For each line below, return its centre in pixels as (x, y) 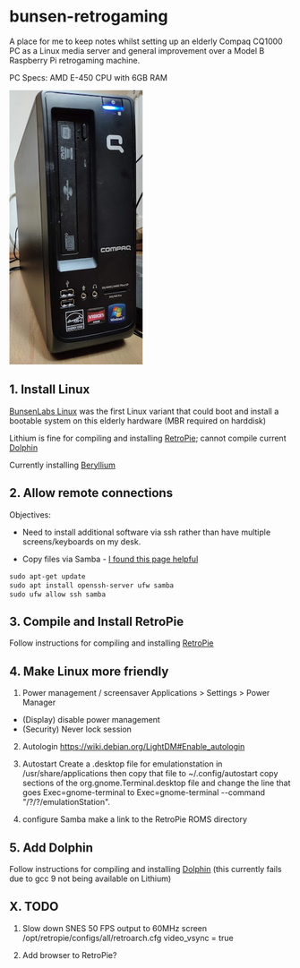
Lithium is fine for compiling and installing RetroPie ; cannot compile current (148, 438)
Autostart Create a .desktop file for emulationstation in (122, 764)
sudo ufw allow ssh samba (57, 594)
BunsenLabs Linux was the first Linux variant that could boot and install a (144, 411)
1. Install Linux (50, 390)
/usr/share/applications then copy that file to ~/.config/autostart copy (150, 774)
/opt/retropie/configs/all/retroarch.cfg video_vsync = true (128, 938)
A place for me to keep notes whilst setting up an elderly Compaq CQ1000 (146, 41)
